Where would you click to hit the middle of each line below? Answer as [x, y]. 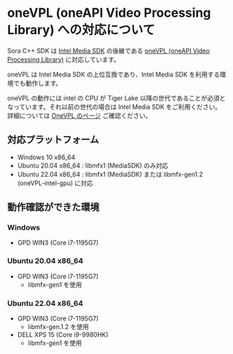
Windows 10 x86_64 [46, 157]
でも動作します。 [37, 83]
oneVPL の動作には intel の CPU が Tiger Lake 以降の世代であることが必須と [116, 98]
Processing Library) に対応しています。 [64, 59]
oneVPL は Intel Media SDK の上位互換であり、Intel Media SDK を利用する [114, 74]
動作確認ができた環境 [53, 207]
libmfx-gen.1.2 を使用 [58, 327]
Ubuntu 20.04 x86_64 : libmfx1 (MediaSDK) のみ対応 [93, 165]
